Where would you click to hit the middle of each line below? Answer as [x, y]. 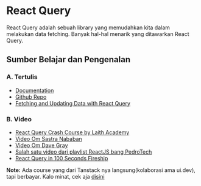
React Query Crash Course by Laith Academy [72, 132]
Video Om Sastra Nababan [48, 138]
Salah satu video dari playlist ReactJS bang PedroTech [83, 152]
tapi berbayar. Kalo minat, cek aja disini [55, 176]
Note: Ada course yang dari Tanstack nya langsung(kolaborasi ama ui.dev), [101, 170]
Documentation [34, 90]
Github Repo [31, 97]
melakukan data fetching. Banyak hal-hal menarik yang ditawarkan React [98, 34]
